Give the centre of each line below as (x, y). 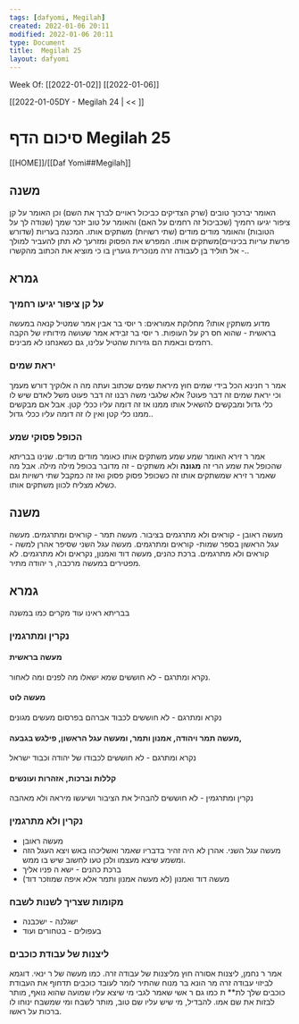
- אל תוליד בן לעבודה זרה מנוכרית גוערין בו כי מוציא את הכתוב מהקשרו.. (129, 250)
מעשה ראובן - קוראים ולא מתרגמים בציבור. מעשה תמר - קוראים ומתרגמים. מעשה (146, 534)
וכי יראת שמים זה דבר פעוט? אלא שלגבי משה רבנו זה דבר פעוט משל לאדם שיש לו (145, 394)
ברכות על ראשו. (36, 1011)
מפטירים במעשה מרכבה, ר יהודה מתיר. (75, 563)
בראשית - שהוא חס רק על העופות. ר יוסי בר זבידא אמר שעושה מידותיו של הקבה (143, 333)
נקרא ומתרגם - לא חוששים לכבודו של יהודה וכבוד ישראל (103, 757)
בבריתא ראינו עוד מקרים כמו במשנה (70, 613)
